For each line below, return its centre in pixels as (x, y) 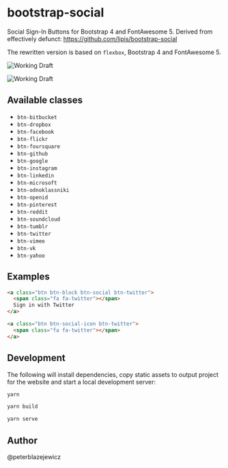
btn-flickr (32, 139)
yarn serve (23, 419)
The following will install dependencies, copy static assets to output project (113, 374)
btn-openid (32, 197)
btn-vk (26, 248)
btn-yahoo (31, 256)
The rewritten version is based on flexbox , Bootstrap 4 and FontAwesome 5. (114, 52)
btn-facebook (35, 132)
